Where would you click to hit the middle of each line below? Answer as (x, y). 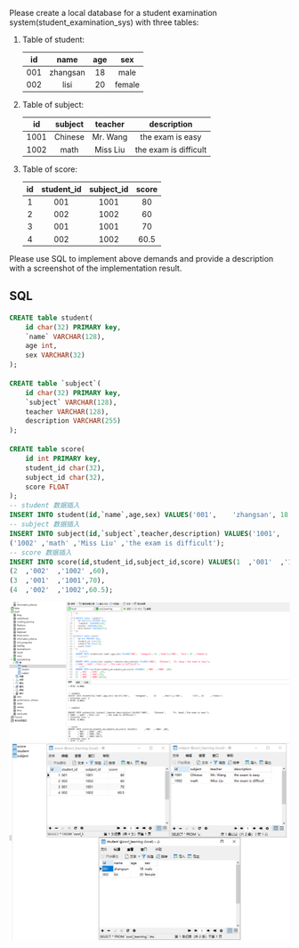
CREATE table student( (51, 318)
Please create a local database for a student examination (113, 13)
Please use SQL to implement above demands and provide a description (141, 259)
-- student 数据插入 (44, 506)
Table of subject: (53, 104)
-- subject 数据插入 (44, 524)
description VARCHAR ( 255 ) (73, 421)
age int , (41, 346)
